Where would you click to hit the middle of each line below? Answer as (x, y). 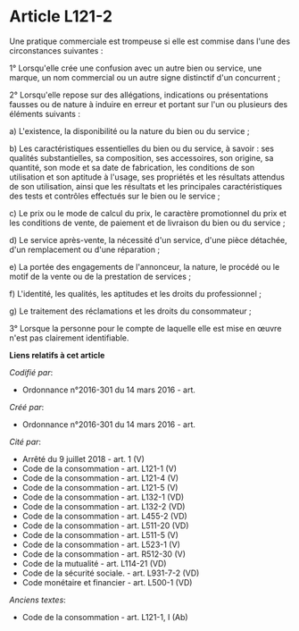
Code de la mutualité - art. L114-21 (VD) (94, 563)
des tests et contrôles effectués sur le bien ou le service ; (115, 196)
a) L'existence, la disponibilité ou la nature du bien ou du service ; (129, 130)
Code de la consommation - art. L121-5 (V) (100, 487)
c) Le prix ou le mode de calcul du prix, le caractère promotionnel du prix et (148, 213)
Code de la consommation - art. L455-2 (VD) (104, 516)
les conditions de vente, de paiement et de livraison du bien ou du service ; (147, 223)
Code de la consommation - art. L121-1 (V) (99, 468)
